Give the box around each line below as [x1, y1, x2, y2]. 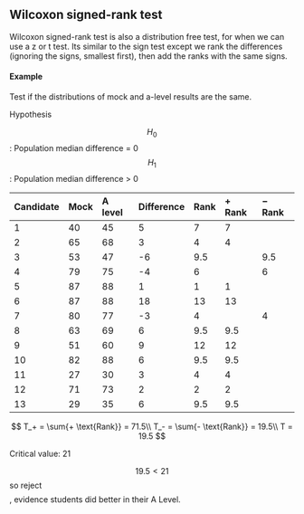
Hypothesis [9, 109, 52, 120]
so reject [9, 480, 43, 490]
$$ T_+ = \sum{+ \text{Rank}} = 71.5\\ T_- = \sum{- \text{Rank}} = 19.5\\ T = [10, 421, 294, 432]
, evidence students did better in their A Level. [9, 493, 181, 505]
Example [9, 71, 43, 82]
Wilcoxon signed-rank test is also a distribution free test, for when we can [9, 31, 285, 42]
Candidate [14, 200, 61, 213]
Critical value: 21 [9, 448, 71, 459]
